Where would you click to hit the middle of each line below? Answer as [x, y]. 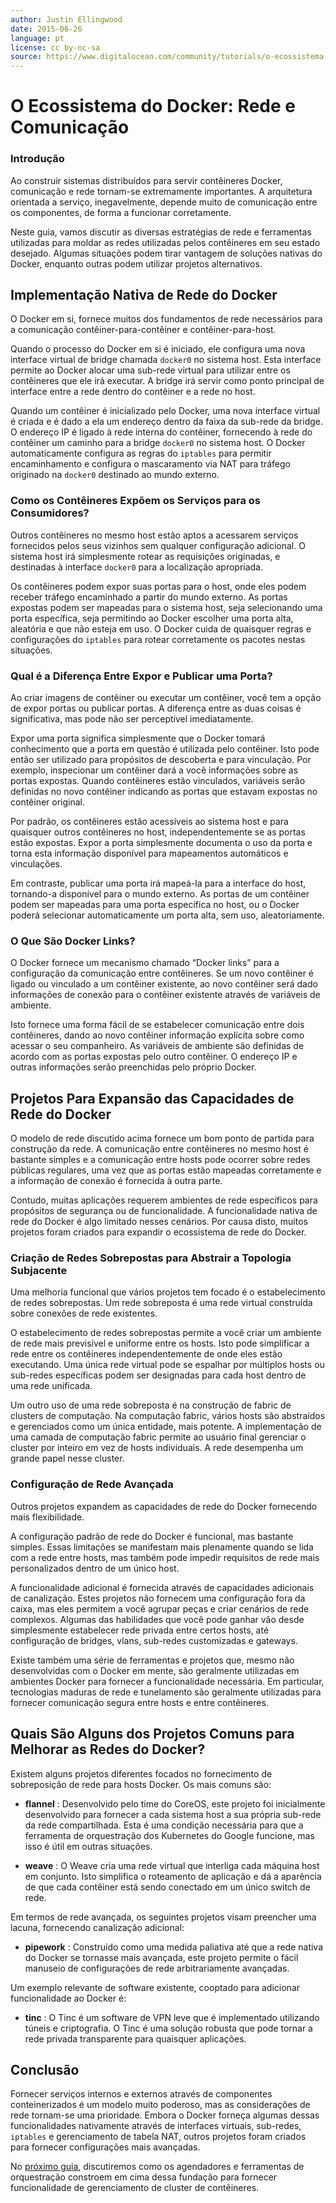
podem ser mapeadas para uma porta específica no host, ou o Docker [155, 905]
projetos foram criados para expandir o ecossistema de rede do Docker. [158, 1232]
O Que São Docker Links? [73, 941]
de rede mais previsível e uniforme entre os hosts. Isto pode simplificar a [160, 1343]
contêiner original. [48, 802]
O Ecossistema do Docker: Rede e [153, 106]
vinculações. [36, 864]
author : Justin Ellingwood [66, 19]
